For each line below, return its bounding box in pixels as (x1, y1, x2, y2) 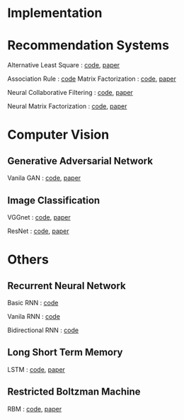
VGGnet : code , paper (7, 212, 71, 221)
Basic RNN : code (7, 298, 59, 307)
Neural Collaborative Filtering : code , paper (7, 89, 133, 97)
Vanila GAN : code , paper (7, 174, 81, 182)
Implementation (7, 5, 103, 21)
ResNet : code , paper (7, 227, 69, 235)
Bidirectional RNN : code (7, 326, 79, 334)
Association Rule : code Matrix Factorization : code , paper (7, 74, 177, 83)
